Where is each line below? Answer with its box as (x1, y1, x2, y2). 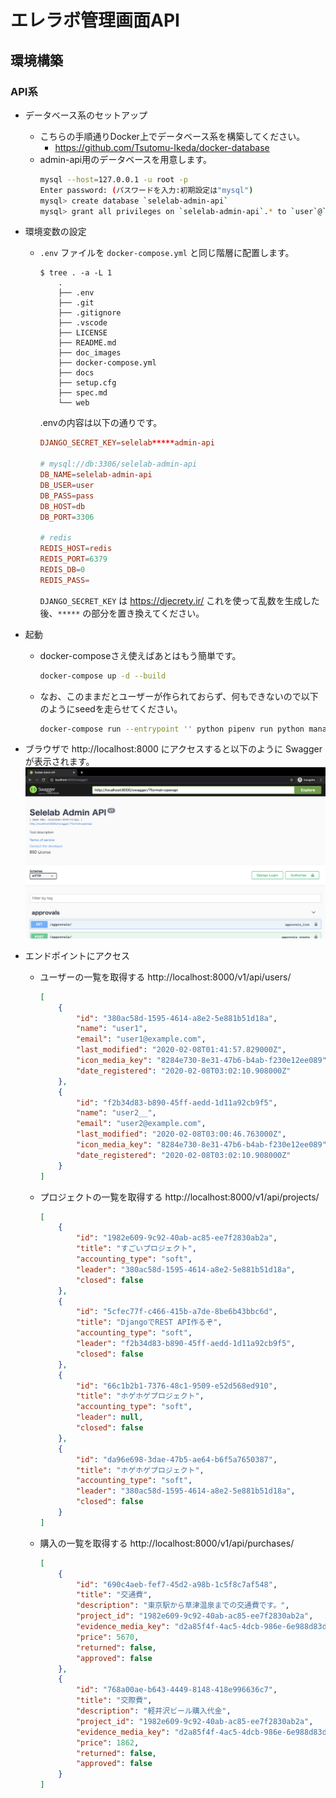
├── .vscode (58, 318, 108, 328)
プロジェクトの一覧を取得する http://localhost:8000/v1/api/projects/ (39, 1191, 320, 1203)
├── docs (58, 368, 95, 378)
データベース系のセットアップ (24, 109, 148, 121)
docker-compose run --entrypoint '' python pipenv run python (39, 724, 305, 734)
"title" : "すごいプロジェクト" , (75, 1244, 197, 1254)
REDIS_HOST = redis (39, 544, 113, 554)
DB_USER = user (39, 480, 95, 490)
